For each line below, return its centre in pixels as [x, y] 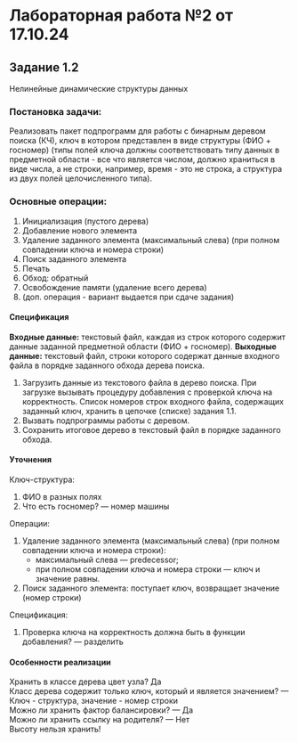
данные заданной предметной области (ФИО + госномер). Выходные [143, 346]
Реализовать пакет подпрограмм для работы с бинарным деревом [138, 131]
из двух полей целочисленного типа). [81, 178]
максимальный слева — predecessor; [107, 559]
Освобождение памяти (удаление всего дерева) [114, 287]
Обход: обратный [55, 278]
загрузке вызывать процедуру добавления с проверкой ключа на [147, 392]
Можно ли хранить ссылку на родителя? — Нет [100, 720]
